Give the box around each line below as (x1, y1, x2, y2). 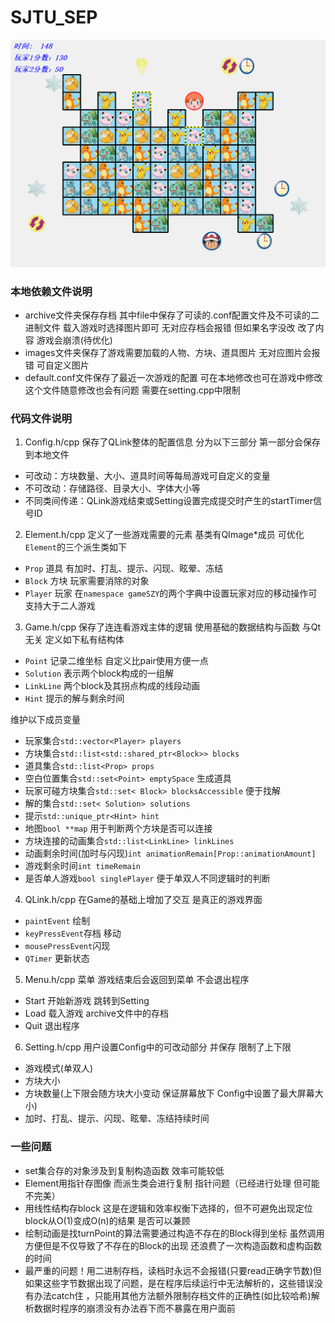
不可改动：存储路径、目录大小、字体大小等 (24, 482, 201, 495)
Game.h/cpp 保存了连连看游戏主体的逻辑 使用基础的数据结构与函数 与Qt (24, 621, 322, 633)
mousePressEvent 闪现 (24, 940, 111, 952)
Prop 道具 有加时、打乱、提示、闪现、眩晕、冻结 (24, 562, 224, 575)
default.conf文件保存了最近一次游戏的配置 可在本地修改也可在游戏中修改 (24, 371, 323, 383)
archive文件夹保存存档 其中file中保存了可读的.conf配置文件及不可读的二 (24, 309, 320, 321)
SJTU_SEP (10, 6, 98, 29)
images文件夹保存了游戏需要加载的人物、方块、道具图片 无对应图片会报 (24, 346, 321, 358)
